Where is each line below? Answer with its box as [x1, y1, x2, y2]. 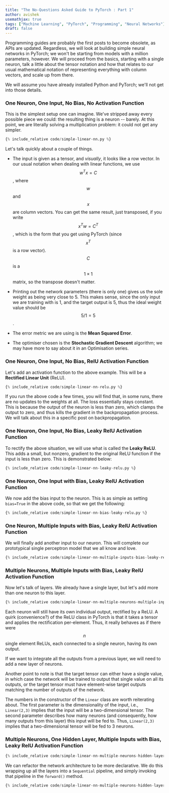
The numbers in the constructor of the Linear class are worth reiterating [5, 696, 154, 702]
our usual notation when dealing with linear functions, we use [12, 161, 140, 167]
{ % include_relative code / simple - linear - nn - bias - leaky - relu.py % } [5, 510, 147, 515]
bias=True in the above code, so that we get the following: [5, 500, 125, 506]
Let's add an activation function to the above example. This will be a [5, 369, 146, 375]
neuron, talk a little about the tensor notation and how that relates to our [5, 61, 154, 67]
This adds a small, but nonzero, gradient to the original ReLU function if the [5, 450, 161, 456]
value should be [12, 305, 46, 311]
